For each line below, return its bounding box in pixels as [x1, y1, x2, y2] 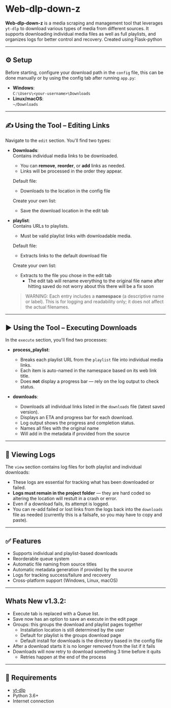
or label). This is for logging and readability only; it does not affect [25, 298, 164, 304]
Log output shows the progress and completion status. [20, 420, 135, 426]
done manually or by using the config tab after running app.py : [5, 75, 136, 81]
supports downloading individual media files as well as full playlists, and [5, 31, 156, 37]
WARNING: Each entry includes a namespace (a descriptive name [25, 293, 164, 299]
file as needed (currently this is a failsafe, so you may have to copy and [12, 511, 162, 518]
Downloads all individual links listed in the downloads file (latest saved [20, 404, 165, 410]
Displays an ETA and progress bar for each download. [20, 414, 133, 421]
